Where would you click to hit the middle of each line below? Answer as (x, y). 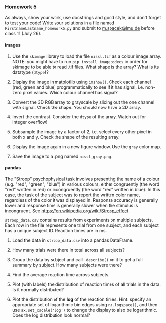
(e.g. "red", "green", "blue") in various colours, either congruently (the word (82, 184)
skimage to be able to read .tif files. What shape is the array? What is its (85, 67)
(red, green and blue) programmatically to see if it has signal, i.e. (78, 87)
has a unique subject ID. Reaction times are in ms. (56, 230)
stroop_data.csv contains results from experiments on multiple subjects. (79, 220)
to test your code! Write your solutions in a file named (60, 23)
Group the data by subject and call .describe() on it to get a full (77, 259)
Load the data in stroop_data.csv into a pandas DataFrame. (73, 240)
